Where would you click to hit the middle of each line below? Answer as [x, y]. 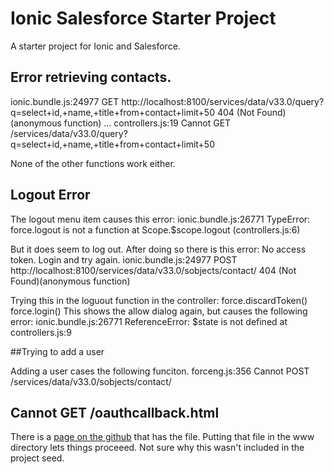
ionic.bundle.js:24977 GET [65, 101]
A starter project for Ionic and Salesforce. [95, 46]
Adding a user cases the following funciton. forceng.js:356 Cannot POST [160, 371]
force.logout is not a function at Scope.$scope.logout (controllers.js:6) [155, 229]
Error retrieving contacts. [91, 77]
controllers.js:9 [41, 332]
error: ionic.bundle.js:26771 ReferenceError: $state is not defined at [149, 321]
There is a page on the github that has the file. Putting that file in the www [162, 437]
